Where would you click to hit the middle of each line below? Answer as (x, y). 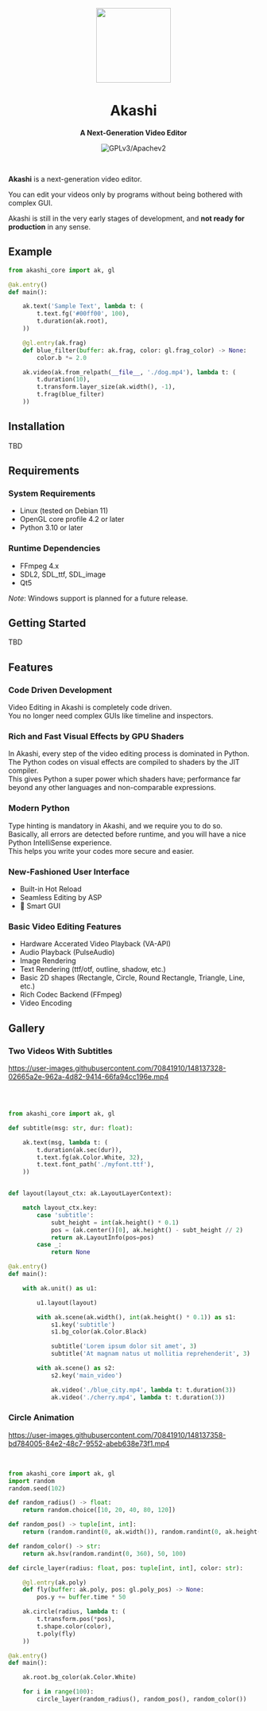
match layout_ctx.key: (60, 1208)
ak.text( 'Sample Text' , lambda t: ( (83, 307)
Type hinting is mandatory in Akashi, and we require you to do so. (116, 825)
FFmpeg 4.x (39, 566)
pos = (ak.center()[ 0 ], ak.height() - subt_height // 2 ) (147, 1230)
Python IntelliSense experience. (60, 842)
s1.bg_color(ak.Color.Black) (99, 1332)
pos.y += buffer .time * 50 (81, 1597)
